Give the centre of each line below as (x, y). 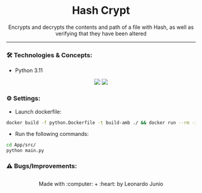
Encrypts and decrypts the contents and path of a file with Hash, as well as (101, 27)
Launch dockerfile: (38, 111)
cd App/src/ (21, 145)
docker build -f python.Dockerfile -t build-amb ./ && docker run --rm (98, 123)
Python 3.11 (29, 70)
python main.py (25, 151)
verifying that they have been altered (101, 33)
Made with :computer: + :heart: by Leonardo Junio (101, 184)
